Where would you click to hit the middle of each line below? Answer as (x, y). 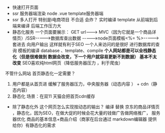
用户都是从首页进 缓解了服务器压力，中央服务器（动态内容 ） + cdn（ (82, 84)
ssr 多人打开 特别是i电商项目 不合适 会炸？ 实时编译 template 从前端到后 (85, 20)
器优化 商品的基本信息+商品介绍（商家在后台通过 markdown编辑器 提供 (84, 119)
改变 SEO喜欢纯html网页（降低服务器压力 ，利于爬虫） (67, 63)
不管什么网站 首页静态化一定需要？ (40, 73)
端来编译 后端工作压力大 (37, 26)
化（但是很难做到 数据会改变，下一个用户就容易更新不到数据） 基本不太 (84, 57)
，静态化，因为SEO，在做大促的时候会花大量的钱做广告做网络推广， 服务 (86, 113)
